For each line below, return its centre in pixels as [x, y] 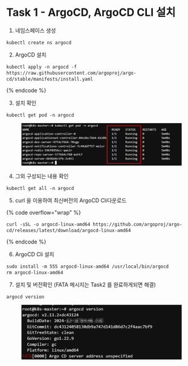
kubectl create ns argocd [39, 42]
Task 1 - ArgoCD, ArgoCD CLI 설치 [91, 12]
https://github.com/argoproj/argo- [138, 224]
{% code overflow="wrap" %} [44, 212]
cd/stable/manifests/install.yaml [50, 79]
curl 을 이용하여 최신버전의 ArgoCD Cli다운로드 [71, 200]
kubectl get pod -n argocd [40, 115]
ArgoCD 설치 [31, 55]
